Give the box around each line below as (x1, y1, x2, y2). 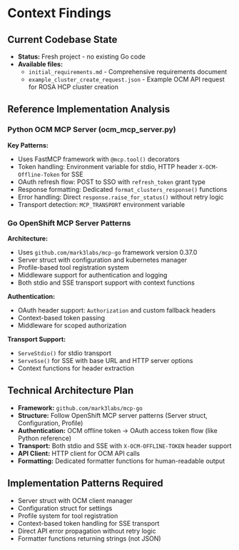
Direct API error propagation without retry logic (17, 526, 156, 535)
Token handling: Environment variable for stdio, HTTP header (17, 162, 198, 170)
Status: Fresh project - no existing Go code (17, 52, 146, 61)
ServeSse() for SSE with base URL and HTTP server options (17, 356, 194, 365)
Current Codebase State (7, 34, 118, 46)
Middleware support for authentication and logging (17, 270, 168, 279)
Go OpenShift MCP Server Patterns (7, 218, 131, 228)
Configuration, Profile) (17, 419, 83, 427)
